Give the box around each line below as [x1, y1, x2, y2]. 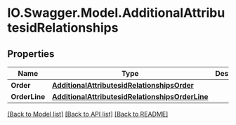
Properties [7, 48, 55, 60]
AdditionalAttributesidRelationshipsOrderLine [51, 92, 209, 101]
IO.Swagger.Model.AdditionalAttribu [7, 5, 225, 21]
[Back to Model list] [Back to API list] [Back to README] [7, 110, 169, 118]
